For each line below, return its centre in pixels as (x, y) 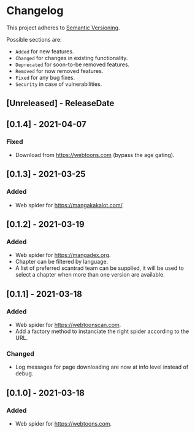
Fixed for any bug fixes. (45, 77)
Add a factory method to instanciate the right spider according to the (102, 331)
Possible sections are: (34, 39)
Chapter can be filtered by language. (62, 262)
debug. (24, 374)
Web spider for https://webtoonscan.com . (68, 325)
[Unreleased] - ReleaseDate (60, 103)
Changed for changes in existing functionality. (71, 58)
